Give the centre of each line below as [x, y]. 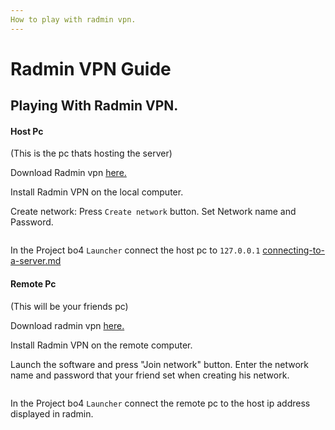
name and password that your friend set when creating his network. [150, 375]
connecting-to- [293, 250]
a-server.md [36, 261]
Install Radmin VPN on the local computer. [97, 192]
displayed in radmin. [52, 413]
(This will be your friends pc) [69, 306]
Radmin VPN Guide [91, 68]
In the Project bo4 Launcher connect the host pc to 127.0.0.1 [135, 250]
